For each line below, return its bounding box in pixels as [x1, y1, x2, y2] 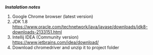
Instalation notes [5, 4, 41, 10]
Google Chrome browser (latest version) [12, 14, 93, 19]
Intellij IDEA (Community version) [12, 34, 79, 40]
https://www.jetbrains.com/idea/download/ [12, 39, 99, 45]
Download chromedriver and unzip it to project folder [12, 45, 119, 50]
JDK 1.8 [12, 19, 28, 24]
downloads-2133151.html [12, 29, 62, 35]
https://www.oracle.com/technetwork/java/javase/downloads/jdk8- [12, 24, 148, 30]
